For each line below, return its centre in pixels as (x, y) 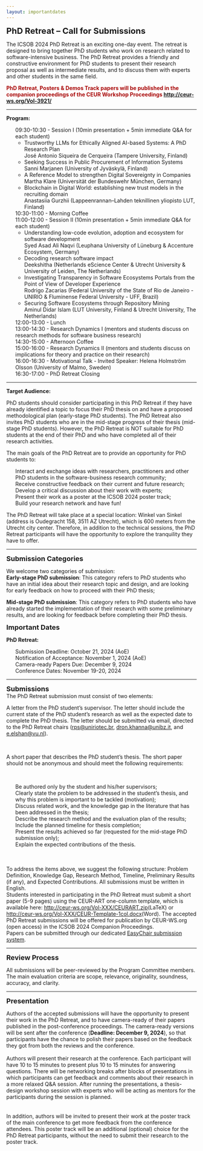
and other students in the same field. (52, 76)
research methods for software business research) (78, 335)
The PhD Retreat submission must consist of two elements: (80, 696)
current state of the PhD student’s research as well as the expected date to (99, 714)
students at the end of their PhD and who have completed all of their (91, 435)
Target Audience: (29, 391)
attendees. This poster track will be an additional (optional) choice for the (98, 1129)
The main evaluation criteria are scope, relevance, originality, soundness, (97, 976)
